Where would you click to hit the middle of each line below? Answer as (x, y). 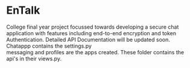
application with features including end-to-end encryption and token (91, 33)
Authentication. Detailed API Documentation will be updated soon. (88, 39)
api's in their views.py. (34, 58)
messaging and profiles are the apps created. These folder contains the (95, 52)
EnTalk (23, 10)
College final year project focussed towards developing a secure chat (93, 27)
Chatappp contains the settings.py (49, 46)
